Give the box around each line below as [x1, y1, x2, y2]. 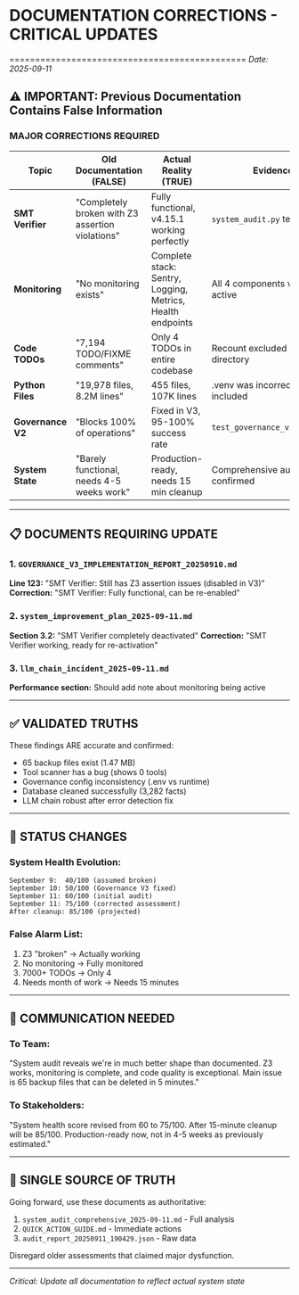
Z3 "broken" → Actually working [21, 948, 141, 959]
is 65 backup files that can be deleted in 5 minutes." [9, 1076, 200, 1088]
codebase [150, 364, 193, 376]
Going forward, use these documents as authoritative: [9, 1196, 207, 1207]
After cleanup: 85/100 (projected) [9, 907, 141, 917]
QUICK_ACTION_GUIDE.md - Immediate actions [21, 1223, 182, 1233]
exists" [75, 288, 105, 301]
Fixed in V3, [150, 404, 201, 417]
